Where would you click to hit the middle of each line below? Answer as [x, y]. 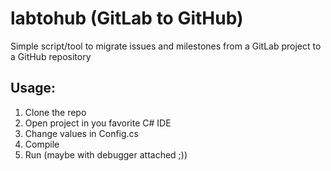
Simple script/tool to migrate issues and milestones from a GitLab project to [166, 46]
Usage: [33, 88]
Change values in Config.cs [82, 133]
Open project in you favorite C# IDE [98, 123]
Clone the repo [55, 112]
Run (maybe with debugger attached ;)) [106, 154]
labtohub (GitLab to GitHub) [127, 18]
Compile [42, 144]
